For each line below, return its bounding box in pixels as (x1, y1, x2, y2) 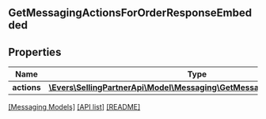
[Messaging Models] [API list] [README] (8, 102, 141, 112)
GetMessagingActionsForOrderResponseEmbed (8, 6, 252, 20)
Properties (8, 45, 62, 58)
